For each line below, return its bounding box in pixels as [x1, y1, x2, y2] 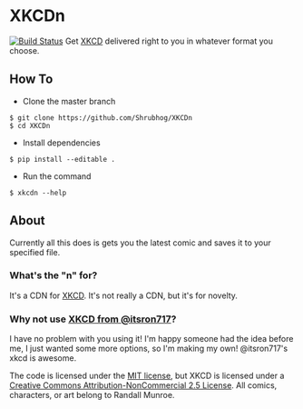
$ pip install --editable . [9, 155, 116, 164]
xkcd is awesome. [9, 353, 77, 364]
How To [9, 72, 54, 87]
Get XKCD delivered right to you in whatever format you [64, 35, 274, 46]
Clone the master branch [22, 95, 116, 106]
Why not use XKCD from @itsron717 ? [9, 313, 177, 325]
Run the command [22, 170, 92, 182]
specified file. [9, 246, 61, 257]
